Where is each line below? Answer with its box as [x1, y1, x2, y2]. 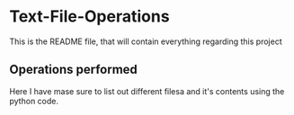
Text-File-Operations [9, 6, 170, 27]
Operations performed [9, 62, 138, 77]
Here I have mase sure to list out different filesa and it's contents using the [9, 85, 285, 96]
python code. [9, 95, 58, 106]
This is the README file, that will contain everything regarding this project [9, 36, 282, 47]
